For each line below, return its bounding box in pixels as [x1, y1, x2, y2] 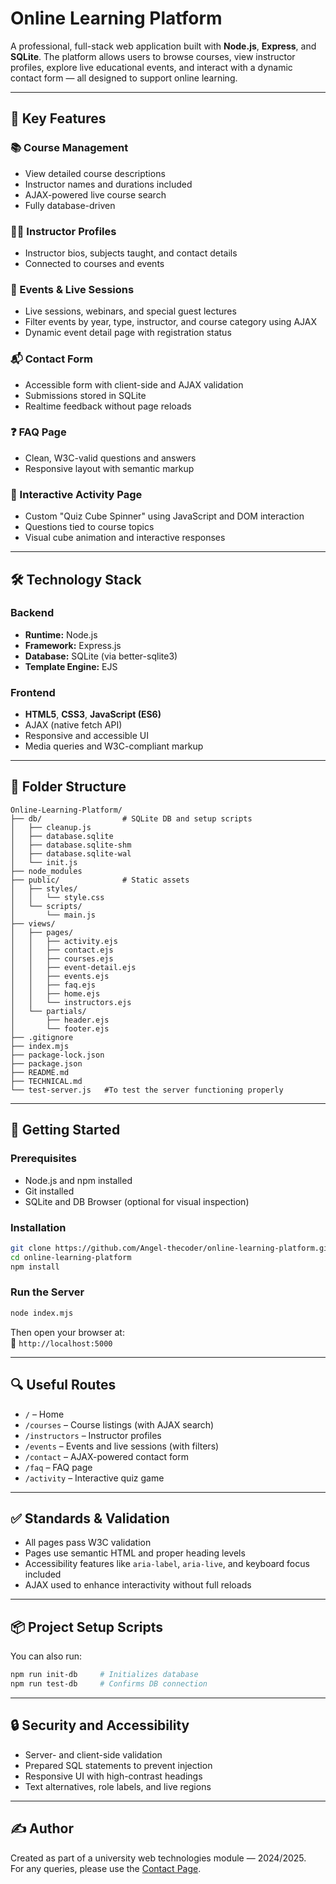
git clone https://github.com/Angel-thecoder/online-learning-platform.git [10, 1243, 333, 1253]
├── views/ [10, 918, 56, 929]
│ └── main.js [10, 910, 97, 920]
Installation [10, 1220, 67, 1234]
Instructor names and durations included [24, 178, 193, 190]
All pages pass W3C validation [24, 1537, 152, 1549]
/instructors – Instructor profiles [24, 1429, 162, 1441]
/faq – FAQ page [24, 1461, 93, 1473]
